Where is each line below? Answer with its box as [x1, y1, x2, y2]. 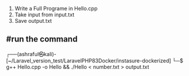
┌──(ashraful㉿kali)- [6, 50, 57, 57]
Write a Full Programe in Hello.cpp [14, 5, 98, 12]
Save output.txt [14, 18, 52, 24]
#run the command [6, 34, 78, 44]
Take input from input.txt [14, 11, 75, 18]
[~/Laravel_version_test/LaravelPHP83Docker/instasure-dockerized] [6, 57, 171, 64]
